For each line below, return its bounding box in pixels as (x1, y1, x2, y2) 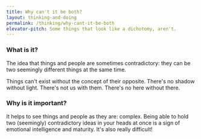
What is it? (6, 46, 38, 54)
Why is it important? (6, 99, 67, 108)
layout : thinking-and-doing (6, 15, 77, 21)
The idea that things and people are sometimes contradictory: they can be (6, 59, 191, 66)
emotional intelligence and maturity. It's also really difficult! (6, 125, 153, 133)
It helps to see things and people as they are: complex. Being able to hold (6, 112, 189, 120)
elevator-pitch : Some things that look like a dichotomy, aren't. (6, 25, 177, 32)
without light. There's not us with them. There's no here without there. (6, 84, 180, 91)
